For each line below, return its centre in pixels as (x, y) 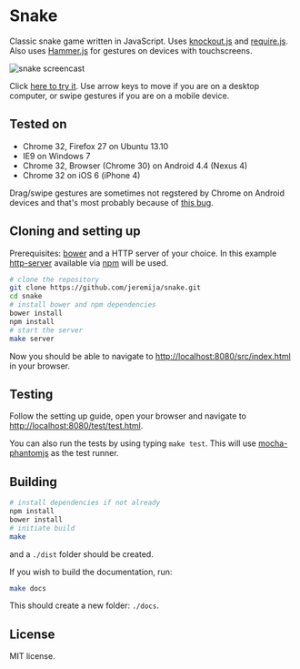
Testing (31, 394)
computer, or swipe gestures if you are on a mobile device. (120, 96)
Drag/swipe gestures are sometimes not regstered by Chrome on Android (147, 193)
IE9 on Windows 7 (56, 156)
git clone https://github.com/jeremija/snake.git (105, 288)
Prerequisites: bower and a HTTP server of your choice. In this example (143, 253)
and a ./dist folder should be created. (82, 554)
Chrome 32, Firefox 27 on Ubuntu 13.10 (95, 146)
